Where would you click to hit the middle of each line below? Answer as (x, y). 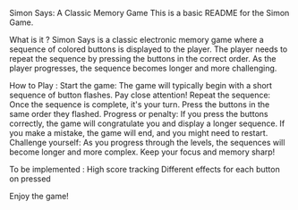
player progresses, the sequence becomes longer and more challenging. (143, 68)
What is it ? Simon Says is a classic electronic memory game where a (136, 40)
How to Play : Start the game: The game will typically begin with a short (141, 85)
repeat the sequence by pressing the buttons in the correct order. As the (143, 59)
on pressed (30, 179)
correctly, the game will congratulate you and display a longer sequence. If (147, 123)
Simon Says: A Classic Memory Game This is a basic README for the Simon (149, 13)
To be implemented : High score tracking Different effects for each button (145, 169)
